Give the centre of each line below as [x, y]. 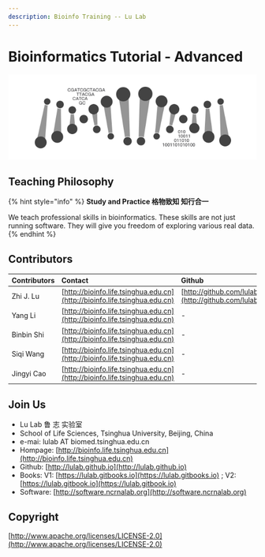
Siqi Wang [28, 354]
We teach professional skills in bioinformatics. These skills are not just [122, 218]
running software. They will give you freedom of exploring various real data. [131, 226]
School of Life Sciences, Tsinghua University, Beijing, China [116, 433]
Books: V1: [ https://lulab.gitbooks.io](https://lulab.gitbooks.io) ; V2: [128, 475]
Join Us [27, 404]
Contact [75, 280]
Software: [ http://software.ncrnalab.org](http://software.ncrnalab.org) [133, 492]
